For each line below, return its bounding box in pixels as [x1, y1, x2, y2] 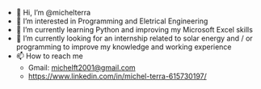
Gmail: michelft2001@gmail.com [27, 63, 136, 72]
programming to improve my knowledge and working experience [15, 42, 232, 52]
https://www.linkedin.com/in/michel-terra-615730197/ [27, 71, 208, 81]
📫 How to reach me [15, 51, 83, 61]
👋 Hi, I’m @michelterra [15, 8, 91, 17]
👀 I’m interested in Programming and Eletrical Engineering [15, 16, 208, 26]
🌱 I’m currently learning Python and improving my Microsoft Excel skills [15, 25, 253, 34]
